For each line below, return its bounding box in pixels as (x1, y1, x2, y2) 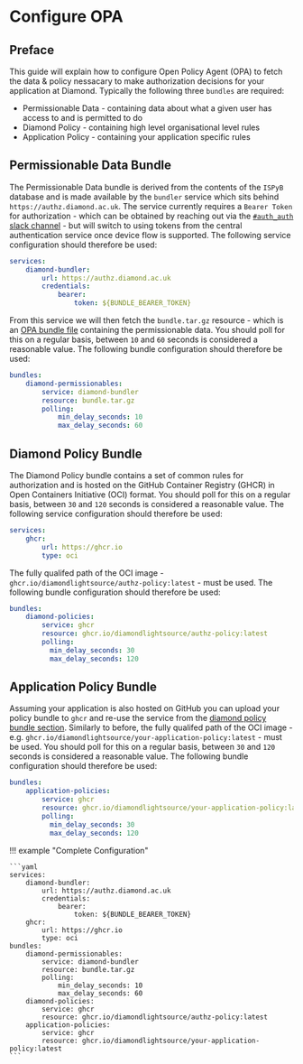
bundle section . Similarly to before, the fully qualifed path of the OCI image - (9, 722, 293, 733)
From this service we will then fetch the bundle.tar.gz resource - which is (9, 315, 284, 326)
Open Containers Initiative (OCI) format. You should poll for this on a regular (9, 489, 291, 500)
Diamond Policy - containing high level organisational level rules (22, 122, 260, 133)
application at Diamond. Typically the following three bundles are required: (9, 86, 285, 96)
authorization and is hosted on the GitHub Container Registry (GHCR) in (9, 480, 275, 490)
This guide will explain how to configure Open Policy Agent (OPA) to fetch (9, 66, 283, 77)
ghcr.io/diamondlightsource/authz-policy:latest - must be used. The (9, 577, 273, 588)
